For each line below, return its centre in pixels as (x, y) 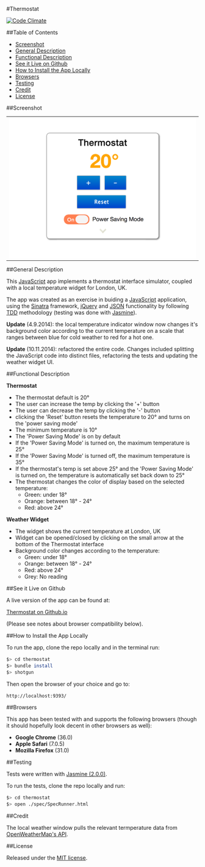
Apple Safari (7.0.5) (40, 744)
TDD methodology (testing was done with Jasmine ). (72, 313)
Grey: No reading (46, 577)
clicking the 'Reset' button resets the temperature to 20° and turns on (103, 417)
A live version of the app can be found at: (58, 601)
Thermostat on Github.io (37, 612)
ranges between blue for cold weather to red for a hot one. (80, 337)
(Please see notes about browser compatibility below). (75, 624)
